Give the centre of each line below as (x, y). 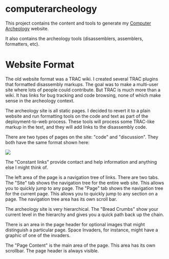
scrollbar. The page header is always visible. (52, 251)
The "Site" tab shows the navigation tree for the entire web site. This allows (85, 183)
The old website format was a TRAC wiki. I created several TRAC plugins (82, 79)
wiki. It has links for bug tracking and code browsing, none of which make (83, 95)
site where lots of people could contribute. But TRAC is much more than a (83, 90)
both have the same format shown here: (47, 142)
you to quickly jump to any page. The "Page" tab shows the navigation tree (84, 188)
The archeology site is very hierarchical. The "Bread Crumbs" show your (82, 209)
